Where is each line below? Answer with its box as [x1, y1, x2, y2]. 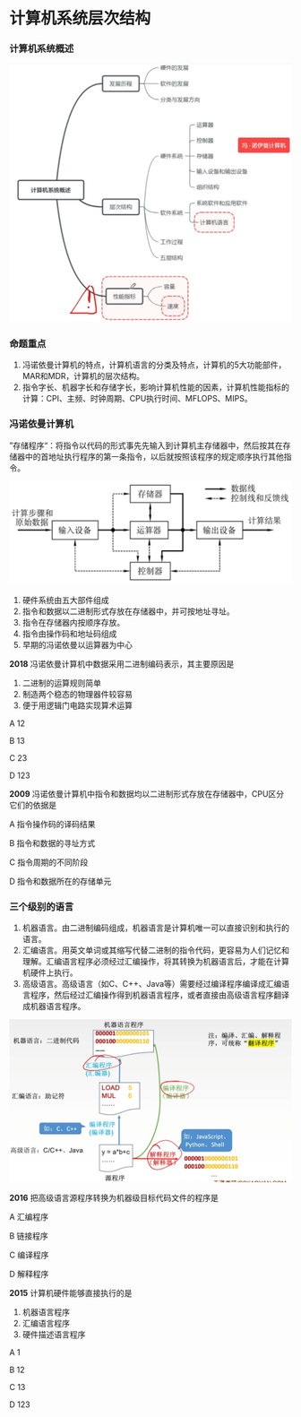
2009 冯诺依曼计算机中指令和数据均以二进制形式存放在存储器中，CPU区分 [9, 788, 285, 799]
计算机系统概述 [9, 42, 74, 55]
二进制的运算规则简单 [21, 678, 101, 688]
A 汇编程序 [9, 1211, 49, 1222]
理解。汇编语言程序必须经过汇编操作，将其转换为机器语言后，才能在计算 [21, 956, 289, 967]
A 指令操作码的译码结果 [9, 818, 96, 829]
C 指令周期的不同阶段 [9, 857, 89, 868]
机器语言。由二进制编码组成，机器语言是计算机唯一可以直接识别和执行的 [21, 922, 289, 933]
